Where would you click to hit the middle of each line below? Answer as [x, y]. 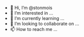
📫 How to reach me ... [34, 29]
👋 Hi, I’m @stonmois [31, 8]
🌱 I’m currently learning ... [37, 18]
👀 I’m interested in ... [32, 13]
